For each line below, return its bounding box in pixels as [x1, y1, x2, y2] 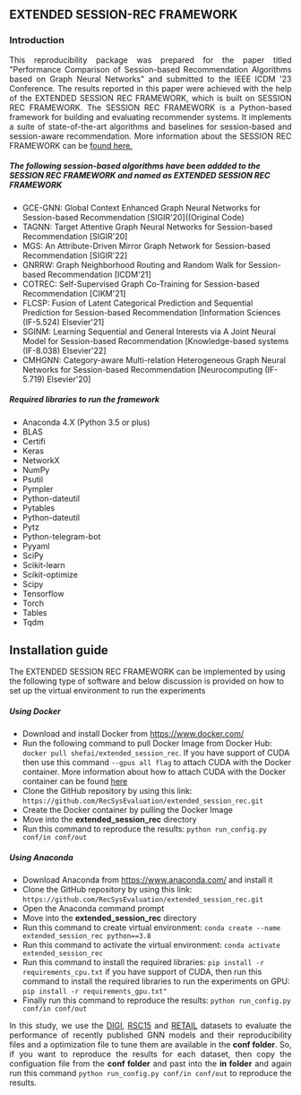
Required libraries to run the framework [9, 394, 159, 405]
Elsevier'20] [46, 374, 91, 384]
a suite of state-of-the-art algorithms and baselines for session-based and [9, 121, 292, 132]
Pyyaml [21, 540, 50, 551]
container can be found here [21, 776, 128, 787]
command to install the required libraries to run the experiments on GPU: [21, 976, 290, 987]
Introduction [9, 34, 64, 47]
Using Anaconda [9, 852, 73, 863]
